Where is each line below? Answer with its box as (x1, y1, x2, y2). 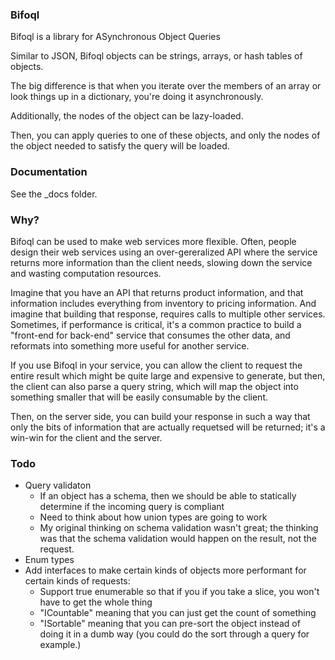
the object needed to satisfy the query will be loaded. (10, 140, 230, 152)
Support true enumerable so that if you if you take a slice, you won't (39, 586, 320, 598)
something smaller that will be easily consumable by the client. (10, 391, 269, 403)
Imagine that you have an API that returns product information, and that (10, 286, 304, 298)
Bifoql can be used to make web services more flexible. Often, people (10, 235, 297, 247)
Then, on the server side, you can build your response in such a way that (10, 410, 311, 422)
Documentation (10, 165, 88, 179)
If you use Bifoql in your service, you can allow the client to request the (10, 359, 303, 371)
